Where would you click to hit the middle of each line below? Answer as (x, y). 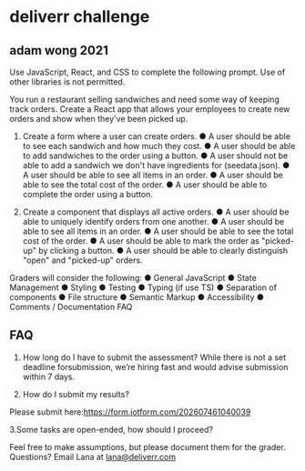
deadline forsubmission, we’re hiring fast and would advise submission (155, 366)
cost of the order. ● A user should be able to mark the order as (141, 241)
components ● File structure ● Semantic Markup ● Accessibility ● (137, 297)
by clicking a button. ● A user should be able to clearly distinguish (163, 251)
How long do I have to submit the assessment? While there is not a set (154, 357)
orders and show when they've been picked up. (99, 119)
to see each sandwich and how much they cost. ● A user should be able (159, 146)
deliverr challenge (80, 17)
